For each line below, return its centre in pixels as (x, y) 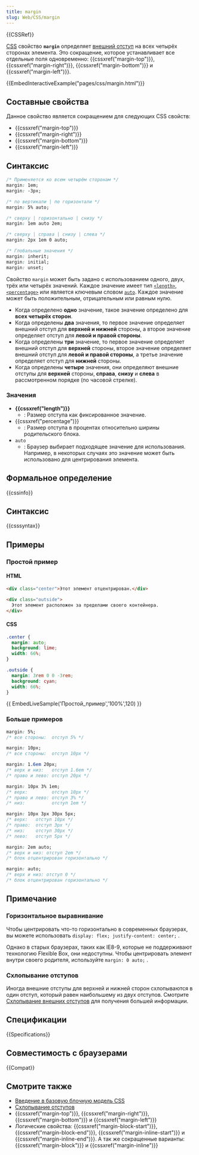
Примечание (31, 899)
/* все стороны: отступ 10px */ (48, 754)
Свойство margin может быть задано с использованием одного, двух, (96, 279)
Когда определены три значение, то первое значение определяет (99, 342)
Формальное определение (59, 478)
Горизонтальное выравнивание (55, 916)
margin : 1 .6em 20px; (32, 765)
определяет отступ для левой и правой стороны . (78, 335)
